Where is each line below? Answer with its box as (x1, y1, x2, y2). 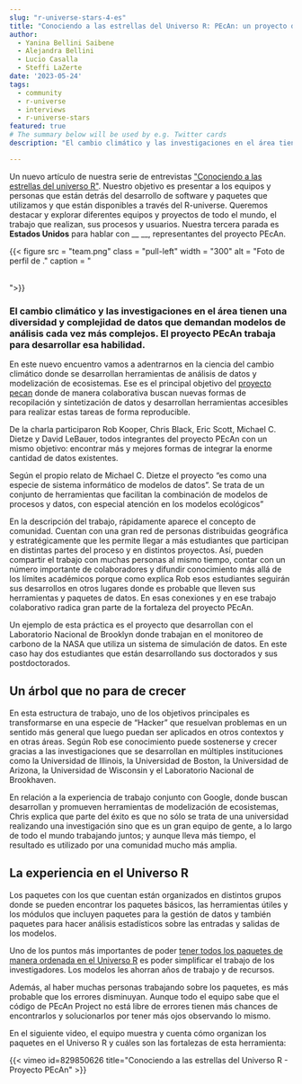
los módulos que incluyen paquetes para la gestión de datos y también (9, 909, 271, 920)
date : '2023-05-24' (9, 72, 83, 81)
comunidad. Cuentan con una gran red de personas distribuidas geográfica (9, 526, 289, 537)
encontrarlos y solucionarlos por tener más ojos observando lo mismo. (9, 1010, 271, 1021)
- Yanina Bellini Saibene (17, 38, 115, 48)
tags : (9, 80, 30, 89)
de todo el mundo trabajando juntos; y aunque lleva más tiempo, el (9, 830, 256, 840)
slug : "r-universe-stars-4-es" (9, 13, 127, 22)
